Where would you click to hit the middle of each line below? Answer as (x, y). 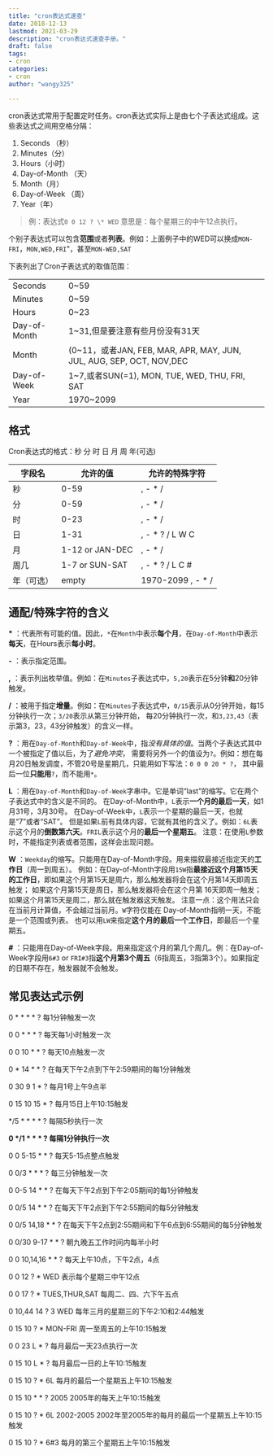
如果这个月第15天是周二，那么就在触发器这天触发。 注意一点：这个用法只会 (134, 900)
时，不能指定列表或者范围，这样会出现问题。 (83, 842)
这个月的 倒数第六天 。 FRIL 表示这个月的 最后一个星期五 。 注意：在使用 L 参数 (139, 832)
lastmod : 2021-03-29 (43, 31)
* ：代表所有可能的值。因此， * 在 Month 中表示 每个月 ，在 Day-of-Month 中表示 (133, 634)
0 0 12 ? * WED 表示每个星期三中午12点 (74, 1276)
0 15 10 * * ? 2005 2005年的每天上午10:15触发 (84, 1397)
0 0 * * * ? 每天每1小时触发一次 (60, 1034)
